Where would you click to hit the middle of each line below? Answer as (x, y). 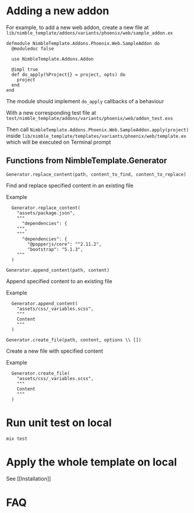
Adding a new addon (58, 11)
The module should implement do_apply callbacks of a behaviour (85, 101)
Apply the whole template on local (92, 462)
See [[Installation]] (29, 479)
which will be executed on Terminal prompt (59, 142)
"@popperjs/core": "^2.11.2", (64, 244)
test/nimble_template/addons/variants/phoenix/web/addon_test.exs (90, 118)
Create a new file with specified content (55, 351)
